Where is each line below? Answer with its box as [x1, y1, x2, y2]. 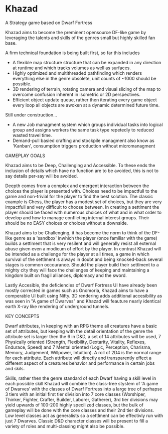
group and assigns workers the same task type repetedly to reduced [12, 126, 154, 133]
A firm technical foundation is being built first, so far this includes [5, 50, 140, 56]
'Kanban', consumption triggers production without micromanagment [12, 142, 155, 149]
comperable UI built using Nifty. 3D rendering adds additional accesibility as [5, 293, 162, 299]
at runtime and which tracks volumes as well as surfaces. [12, 65, 131, 71]
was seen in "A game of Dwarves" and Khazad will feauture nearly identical [5, 298, 161, 304]
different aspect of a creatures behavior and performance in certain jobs [5, 360, 155, 366]
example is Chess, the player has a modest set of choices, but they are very [5, 199, 162, 205]
